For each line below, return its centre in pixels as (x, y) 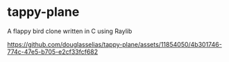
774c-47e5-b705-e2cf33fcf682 (53, 52)
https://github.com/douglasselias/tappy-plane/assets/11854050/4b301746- (114, 44)
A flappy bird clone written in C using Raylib (70, 31)
